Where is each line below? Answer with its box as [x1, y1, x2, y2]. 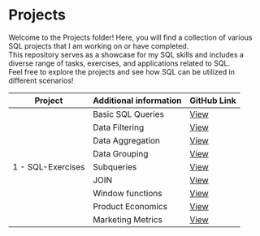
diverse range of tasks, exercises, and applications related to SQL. [8, 58, 231, 68]
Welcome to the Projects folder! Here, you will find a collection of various [8, 32, 253, 42]
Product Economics [93, 200, 168, 212]
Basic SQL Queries [93, 108, 165, 119]
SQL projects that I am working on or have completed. [8, 41, 189, 50]
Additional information [93, 95, 182, 106]
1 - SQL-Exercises [12, 161, 85, 172]
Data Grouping [93, 148, 149, 159]
